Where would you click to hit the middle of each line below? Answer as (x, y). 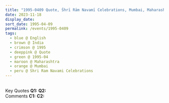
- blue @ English (28, 38)
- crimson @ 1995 (28, 47)
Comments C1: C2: (25, 96)
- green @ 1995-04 (29, 57)
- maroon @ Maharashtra (34, 62)
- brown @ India (27, 43)
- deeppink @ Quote (30, 52)
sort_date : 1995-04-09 (29, 24)
